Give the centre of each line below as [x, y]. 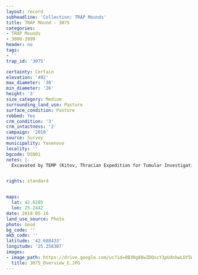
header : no [19, 45]
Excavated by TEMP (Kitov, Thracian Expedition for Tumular [87, 165]
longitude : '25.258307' [35, 247]
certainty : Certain [30, 72]
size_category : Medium [34, 99]
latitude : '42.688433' [34, 241]
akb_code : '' [22, 235]
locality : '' [22, 148]
